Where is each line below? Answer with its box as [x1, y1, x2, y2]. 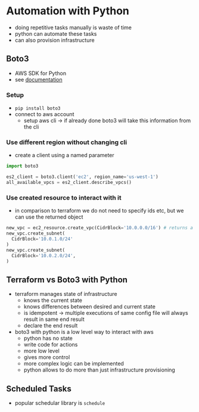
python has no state [23, 335, 73, 342]
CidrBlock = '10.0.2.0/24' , [11, 252, 76, 258]
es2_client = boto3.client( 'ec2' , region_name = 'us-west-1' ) [6, 174, 159, 180]
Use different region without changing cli [6, 138, 127, 146]
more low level [23, 347, 60, 355]
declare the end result [23, 322, 78, 329]
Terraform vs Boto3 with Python [6, 274, 128, 285]
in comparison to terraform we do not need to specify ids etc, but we [14, 207, 184, 214]
